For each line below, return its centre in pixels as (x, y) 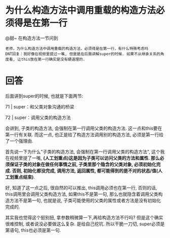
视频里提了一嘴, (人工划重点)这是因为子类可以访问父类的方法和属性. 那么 (85, 158)
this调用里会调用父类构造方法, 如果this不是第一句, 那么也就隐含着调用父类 (82, 194)
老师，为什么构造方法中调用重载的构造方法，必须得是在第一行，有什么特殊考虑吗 (77, 49)
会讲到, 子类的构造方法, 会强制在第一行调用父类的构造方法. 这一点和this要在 (84, 128)
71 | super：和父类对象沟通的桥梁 (40, 106)
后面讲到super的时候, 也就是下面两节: (44, 96)
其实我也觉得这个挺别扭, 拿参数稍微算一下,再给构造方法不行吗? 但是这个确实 (84, 217)
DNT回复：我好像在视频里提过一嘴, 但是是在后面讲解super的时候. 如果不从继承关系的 (83, 54)
